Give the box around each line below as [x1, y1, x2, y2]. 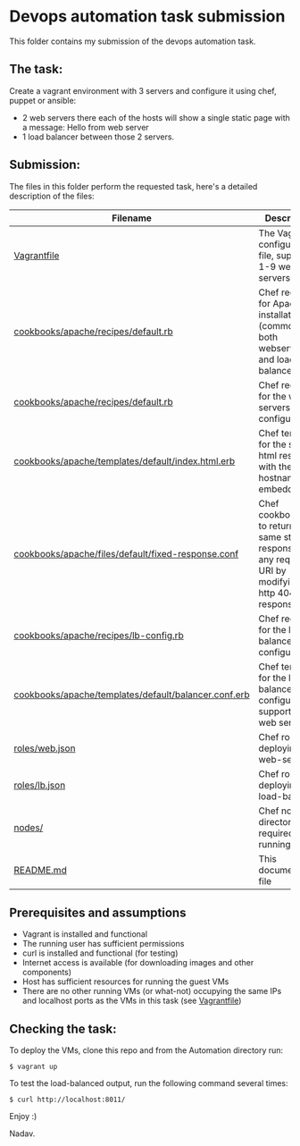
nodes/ [13, 821, 44, 833]
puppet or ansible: [9, 95, 77, 105]
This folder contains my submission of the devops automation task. [9, 36, 256, 46]
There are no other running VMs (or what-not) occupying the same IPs [21, 986, 282, 997]
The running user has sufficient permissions [21, 939, 185, 949]
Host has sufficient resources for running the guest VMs [21, 976, 229, 987]
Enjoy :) [9, 1111, 37, 1122]
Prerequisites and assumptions [9, 905, 187, 920]
